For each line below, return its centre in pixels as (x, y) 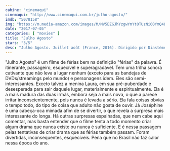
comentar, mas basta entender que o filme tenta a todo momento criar (78, 121)
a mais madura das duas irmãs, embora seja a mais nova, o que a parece (81, 94)
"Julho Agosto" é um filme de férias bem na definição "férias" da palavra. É (83, 62)
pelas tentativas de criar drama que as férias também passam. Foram (77, 132)
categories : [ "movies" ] (32, 33)
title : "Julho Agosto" (29, 39)
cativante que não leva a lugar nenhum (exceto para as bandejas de (76, 73)
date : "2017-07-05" (26, 29)
